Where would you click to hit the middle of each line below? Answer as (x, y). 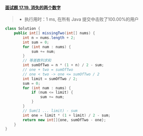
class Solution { (23, 29)
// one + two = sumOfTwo (48, 70)
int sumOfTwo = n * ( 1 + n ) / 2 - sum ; (63, 65)
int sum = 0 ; (36, 42)
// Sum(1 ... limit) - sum (50, 110)
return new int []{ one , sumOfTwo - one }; (64, 120)
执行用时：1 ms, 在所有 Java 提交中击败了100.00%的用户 (82, 19)
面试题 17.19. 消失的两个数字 (33, 7)
